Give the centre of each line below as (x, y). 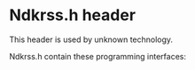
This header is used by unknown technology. (91, 39)
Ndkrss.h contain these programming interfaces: (97, 56)
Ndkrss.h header (72, 15)
